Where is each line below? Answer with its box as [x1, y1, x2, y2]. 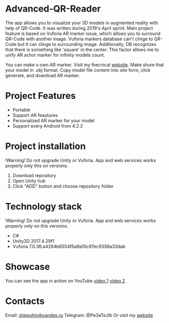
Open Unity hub [12, 178, 46, 184]
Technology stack [5, 201, 82, 212]
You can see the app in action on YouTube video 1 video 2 [5, 278, 125, 284]
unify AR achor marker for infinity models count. [5, 51, 105, 58]
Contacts [5, 295, 45, 307]
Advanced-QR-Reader [5, 3, 101, 15]
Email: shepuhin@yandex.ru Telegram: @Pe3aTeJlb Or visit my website [5, 312, 153, 318]
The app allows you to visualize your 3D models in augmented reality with [5, 20, 158, 26]
